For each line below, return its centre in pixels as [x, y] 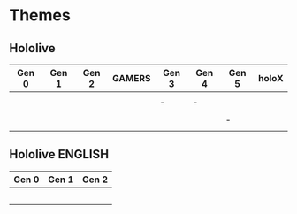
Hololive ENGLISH [59, 154]
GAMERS [131, 78]
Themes [40, 15]
